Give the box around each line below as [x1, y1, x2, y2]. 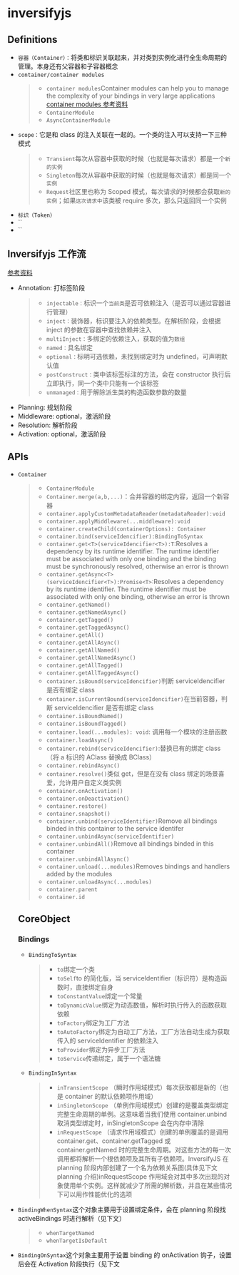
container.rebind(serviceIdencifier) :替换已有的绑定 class [46, 744, 221, 752]
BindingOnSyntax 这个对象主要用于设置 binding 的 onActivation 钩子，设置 [17, 1251, 232, 1259]
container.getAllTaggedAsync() [46, 669, 139, 677]
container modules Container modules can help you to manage [46, 84, 230, 92]
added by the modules [46, 869, 113, 878]
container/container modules [17, 71, 105, 78]
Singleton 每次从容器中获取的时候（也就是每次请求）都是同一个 [46, 171, 232, 179]
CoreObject [17, 913, 71, 925]
